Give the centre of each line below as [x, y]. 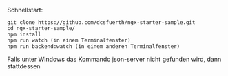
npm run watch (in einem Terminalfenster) [69, 40]
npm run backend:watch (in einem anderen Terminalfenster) [94, 47]
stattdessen [24, 66]
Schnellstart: [25, 10]
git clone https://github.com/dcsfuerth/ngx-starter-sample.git [101, 23]
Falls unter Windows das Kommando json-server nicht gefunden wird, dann [114, 59]
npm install [24, 34]
